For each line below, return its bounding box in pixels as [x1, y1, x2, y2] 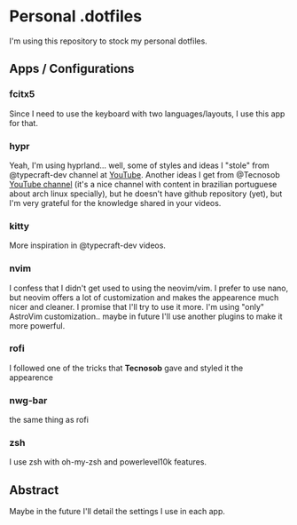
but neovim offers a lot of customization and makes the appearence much [9, 291, 279, 303]
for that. [9, 117, 38, 128]
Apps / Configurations [9, 61, 135, 76]
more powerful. [9, 320, 66, 330]
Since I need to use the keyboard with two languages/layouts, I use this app [9, 108, 285, 119]
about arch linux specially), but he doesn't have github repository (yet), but [9, 188, 283, 199]
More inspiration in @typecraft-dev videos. [9, 240, 167, 251]
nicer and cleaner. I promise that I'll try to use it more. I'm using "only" [9, 301, 264, 312]
